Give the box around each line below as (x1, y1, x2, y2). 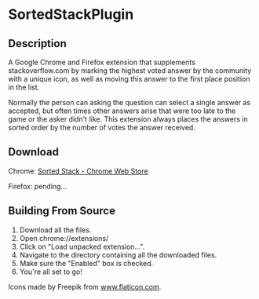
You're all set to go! (19, 267, 82, 276)
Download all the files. (19, 225, 92, 235)
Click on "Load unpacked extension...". (19, 242, 145, 251)
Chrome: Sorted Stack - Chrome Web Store (8, 166, 148, 176)
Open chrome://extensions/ (19, 233, 109, 242)
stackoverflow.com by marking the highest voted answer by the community (8, 66, 252, 75)
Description (8, 37, 67, 50)
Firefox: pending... (8, 181, 67, 191)
